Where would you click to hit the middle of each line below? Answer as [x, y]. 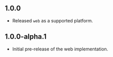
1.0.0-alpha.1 [26, 37]
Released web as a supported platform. [52, 20]
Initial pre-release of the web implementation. [60, 49]
